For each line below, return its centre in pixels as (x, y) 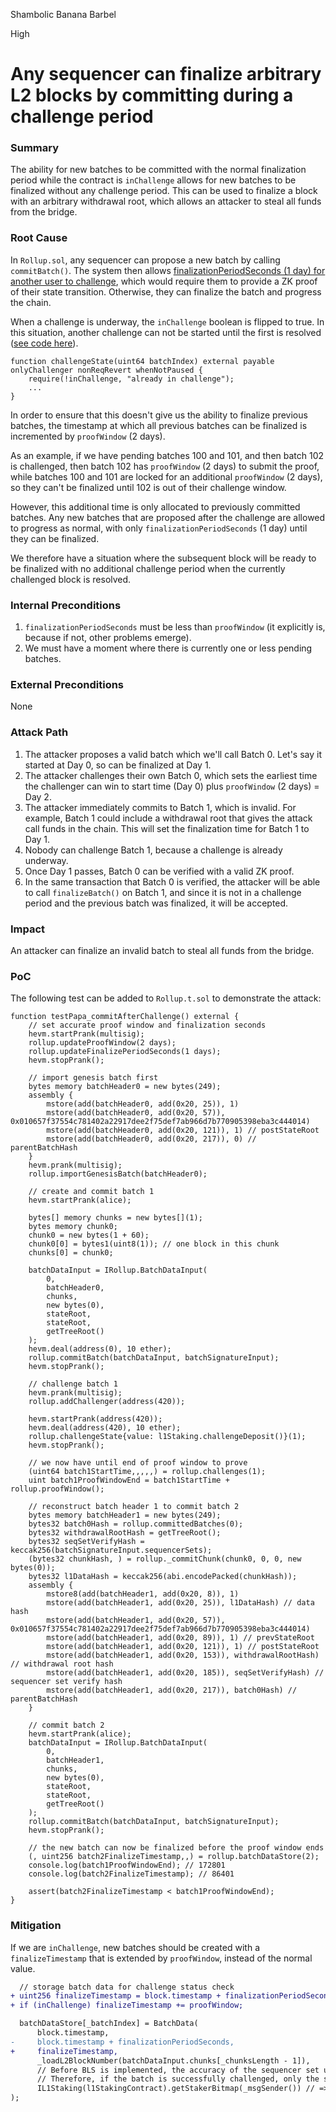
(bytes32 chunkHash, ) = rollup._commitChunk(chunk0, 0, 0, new (165, 1559)
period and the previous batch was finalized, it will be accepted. (156, 903)
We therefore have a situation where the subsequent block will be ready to (163, 558)
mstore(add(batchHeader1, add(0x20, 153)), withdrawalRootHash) (183, 1655)
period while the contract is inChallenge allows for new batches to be (153, 180)
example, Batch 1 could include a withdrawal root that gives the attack (168, 818)
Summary (35, 148)
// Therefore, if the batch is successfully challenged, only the (178, 2079)
